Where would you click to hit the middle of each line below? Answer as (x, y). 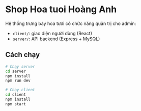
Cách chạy (23, 55)
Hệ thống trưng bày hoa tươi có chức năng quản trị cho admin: (71, 23)
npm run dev (18, 81)
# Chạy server (20, 66)
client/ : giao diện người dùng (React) (52, 33)
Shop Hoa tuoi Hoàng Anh (61, 9)
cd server (16, 71)
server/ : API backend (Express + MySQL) (56, 39)
